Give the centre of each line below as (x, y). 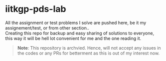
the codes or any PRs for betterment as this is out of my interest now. (88, 53)
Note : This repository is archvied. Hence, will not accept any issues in (89, 48)
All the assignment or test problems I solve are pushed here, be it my (76, 23)
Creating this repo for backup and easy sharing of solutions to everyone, (80, 33)
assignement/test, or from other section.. (47, 28)
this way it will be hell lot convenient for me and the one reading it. (73, 38)
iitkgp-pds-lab (36, 9)
